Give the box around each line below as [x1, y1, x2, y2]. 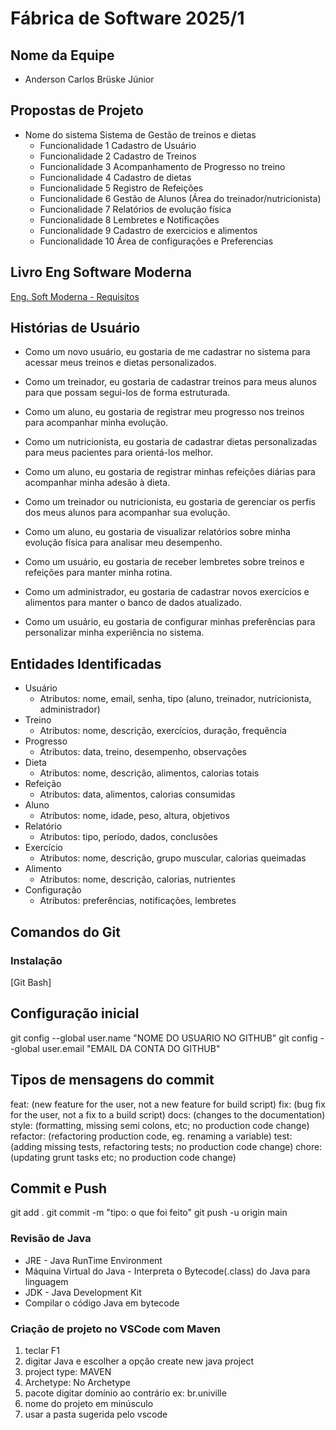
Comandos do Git [10, 923, 121, 941]
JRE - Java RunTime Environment [24, 1254, 163, 1266]
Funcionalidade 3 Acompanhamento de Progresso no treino [39, 160, 286, 172]
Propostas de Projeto [10, 102, 144, 119]
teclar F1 [24, 1344, 60, 1356]
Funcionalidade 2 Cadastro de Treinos [39, 150, 197, 162]
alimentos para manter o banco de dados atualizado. [24, 597, 243, 609]
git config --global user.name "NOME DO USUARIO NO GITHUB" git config [10, 1032, 318, 1044]
